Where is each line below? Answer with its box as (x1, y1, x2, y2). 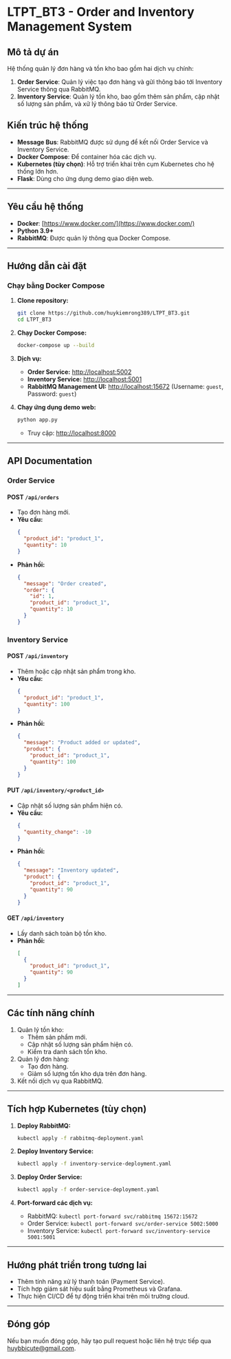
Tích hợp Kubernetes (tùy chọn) (7, 1103, 147, 1115)
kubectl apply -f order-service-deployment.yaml (16, 1186, 159, 1193)
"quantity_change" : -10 (23, 828, 91, 835)
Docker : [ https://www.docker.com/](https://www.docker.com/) (16, 219, 195, 227)
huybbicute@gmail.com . (7, 1344, 76, 1352)
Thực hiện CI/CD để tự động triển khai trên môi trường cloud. (16, 1292, 190, 1300)
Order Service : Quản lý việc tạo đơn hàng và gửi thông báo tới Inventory (16, 78, 223, 86)
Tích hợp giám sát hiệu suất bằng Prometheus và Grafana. (16, 1285, 182, 1293)
